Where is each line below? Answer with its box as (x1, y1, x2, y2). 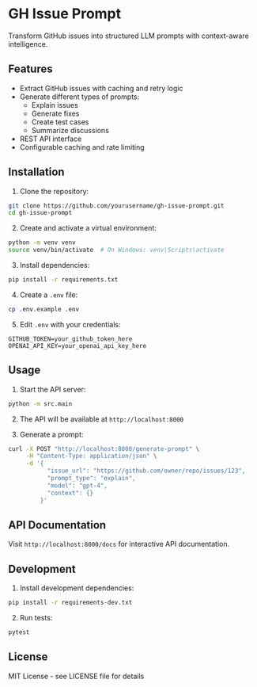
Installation (8, 166, 65, 179)
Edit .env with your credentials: (19, 319, 121, 329)
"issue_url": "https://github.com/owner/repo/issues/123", (47, 467, 246, 475)
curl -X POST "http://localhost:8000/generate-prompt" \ (8, 445, 200, 452)
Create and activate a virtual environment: (19, 223, 157, 233)
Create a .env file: (19, 290, 78, 300)
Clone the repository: (19, 186, 89, 196)
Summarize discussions (31, 125, 109, 135)
